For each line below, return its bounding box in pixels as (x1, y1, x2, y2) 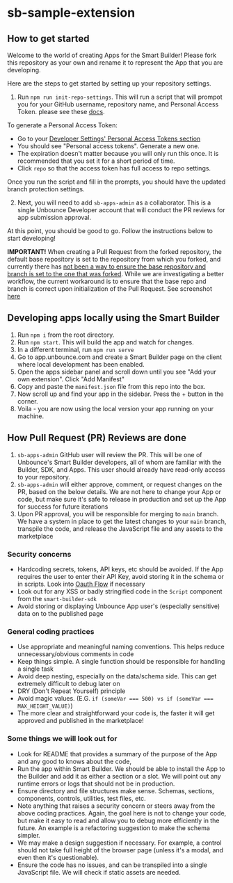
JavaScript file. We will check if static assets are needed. (17, 868, 181, 876)
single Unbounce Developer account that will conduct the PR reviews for (17, 206, 226, 214)
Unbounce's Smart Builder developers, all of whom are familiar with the (17, 458, 222, 466)
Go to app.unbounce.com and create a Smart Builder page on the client (17, 353, 223, 361)
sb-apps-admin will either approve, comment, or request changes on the (17, 480, 223, 488)
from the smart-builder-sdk (17, 594, 97, 603)
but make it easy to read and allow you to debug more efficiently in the (17, 816, 220, 825)
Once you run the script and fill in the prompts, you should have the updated (7, 177, 226, 186)
